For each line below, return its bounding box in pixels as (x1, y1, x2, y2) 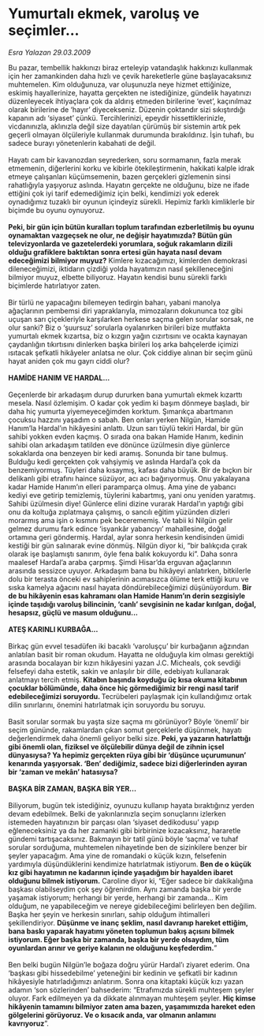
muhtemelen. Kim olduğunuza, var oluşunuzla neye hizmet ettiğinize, (8, 80, 232, 89)
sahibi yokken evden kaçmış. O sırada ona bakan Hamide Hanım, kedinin (8, 432, 244, 441)
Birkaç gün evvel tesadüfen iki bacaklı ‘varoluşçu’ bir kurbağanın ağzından (8, 641, 250, 651)
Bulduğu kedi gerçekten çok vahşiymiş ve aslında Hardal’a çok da (8, 457, 221, 466)
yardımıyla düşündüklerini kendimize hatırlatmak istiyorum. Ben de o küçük (8, 859, 252, 869)
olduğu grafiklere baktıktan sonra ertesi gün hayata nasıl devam (8, 247, 222, 256)
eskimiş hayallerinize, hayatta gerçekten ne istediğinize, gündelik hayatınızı (8, 88, 251, 97)
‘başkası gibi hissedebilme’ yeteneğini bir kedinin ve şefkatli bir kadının (8, 968, 238, 978)
